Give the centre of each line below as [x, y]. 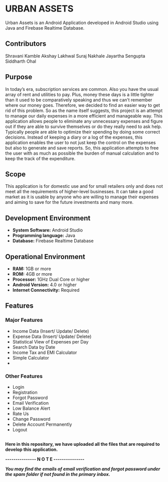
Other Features [24, 376]
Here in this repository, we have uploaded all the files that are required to [82, 444]
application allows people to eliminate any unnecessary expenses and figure [84, 121]
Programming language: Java [44, 235]
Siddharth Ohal [21, 61]
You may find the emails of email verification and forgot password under [83, 469]
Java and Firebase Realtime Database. [45, 28]
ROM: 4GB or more [32, 274]
